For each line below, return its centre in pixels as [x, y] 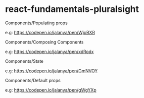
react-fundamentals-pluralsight [72, 9]
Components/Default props [33, 80]
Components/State [24, 61]
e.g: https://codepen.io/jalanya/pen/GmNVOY [51, 71]
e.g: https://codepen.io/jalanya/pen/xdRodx [49, 51]
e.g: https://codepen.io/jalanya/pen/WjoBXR [50, 32]
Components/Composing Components [45, 42]
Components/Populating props [36, 23]
